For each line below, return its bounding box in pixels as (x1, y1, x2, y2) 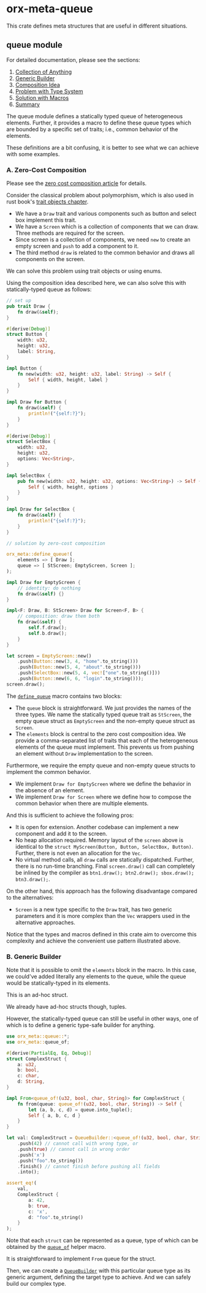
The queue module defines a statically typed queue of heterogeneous (6, 112, 183, 119)
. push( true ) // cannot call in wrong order (17, 1146, 131, 1152)
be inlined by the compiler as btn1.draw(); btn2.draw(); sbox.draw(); (15, 869, 194, 876)
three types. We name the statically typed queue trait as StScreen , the (15, 710, 192, 718)
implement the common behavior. (6, 768, 91, 775)
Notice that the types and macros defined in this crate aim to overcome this (6, 930, 197, 938)
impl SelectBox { (6, 472, 51, 479)
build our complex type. (6, 1280, 66, 1287)
